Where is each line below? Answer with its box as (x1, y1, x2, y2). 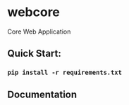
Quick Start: (7, 48, 61, 59)
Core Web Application (7, 27, 71, 36)
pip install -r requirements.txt (7, 69, 122, 77)
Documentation (7, 88, 78, 100)
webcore (7, 4, 60, 20)
